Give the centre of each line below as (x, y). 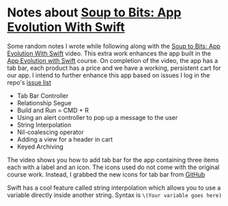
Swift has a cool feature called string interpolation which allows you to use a (114, 188)
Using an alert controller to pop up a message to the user (97, 117)
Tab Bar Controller (43, 95)
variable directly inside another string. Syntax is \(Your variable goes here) (114, 195)
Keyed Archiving (40, 146)
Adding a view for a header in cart (65, 139)
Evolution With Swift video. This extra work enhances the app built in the (109, 53)
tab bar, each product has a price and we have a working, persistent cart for (114, 68)
